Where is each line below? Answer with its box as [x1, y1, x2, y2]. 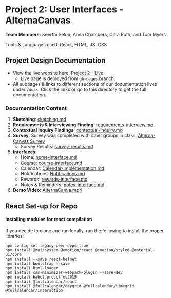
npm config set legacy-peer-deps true [5, 243, 88, 248]
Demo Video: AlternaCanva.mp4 [12, 187, 82, 193]
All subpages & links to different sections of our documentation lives [12, 81, 158, 87]
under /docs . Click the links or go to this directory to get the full [12, 86, 147, 92]
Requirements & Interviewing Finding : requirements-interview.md [12, 122, 154, 128]
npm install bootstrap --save [5, 261, 70, 266]
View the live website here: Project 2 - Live [12, 70, 104, 76]
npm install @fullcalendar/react [5, 279, 77, 284]
